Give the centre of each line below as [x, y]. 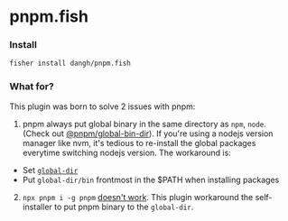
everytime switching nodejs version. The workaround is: [127, 152]
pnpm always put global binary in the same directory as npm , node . [144, 124]
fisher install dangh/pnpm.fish [70, 64]
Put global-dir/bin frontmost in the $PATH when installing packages [151, 180]
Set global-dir [50, 170]
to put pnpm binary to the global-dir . [124, 207]
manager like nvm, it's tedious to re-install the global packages [139, 143]
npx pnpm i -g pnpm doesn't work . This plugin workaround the [138, 197]
